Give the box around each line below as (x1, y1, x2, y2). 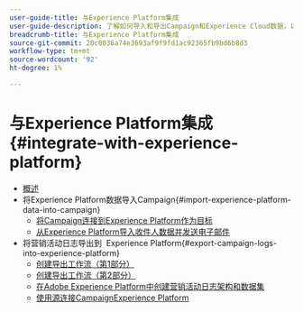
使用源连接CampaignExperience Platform (35, 292, 189, 303)
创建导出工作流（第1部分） (35, 258, 135, 269)
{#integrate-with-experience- (9, 133, 239, 153)
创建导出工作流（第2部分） (35, 270, 137, 280)
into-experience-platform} (22, 247, 120, 258)
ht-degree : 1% (9, 64, 63, 73)
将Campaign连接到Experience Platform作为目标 (35, 215, 214, 225)
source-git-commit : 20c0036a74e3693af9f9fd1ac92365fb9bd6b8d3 (9, 38, 248, 48)
